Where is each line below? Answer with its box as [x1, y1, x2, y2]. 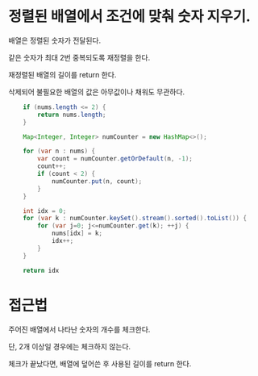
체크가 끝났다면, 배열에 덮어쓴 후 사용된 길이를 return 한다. [8, 358, 192, 368]
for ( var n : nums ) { [23, 147, 95, 156]
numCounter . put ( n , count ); [51, 177, 143, 186]
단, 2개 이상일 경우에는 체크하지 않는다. [8, 341, 131, 351]
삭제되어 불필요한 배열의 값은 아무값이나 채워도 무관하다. [8, 86, 185, 97]
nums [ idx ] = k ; [51, 229, 103, 238]
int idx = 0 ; [23, 207, 67, 215]
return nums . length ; [37, 111, 106, 119]
